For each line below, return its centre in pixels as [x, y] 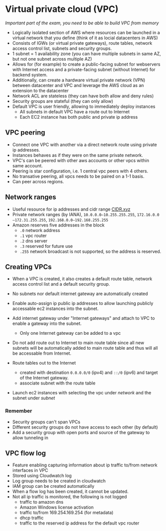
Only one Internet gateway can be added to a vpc [70, 333]
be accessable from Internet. [42, 353]
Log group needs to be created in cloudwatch [59, 481]
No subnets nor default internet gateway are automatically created [80, 294]
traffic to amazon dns [41, 502]
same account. [28, 165]
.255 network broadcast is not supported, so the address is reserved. [90, 251]
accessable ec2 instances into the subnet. [55, 308]
